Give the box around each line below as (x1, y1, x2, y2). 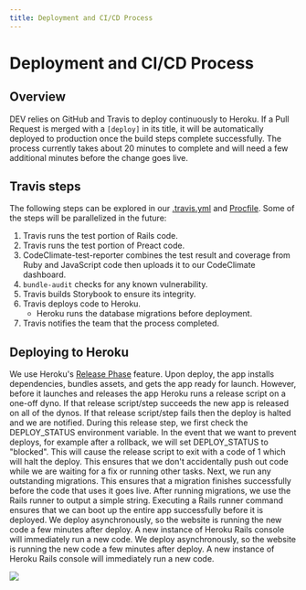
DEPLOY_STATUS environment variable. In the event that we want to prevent (9, 427, 297, 438)
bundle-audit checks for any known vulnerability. (22, 279, 208, 290)
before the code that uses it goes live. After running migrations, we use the (9, 486, 291, 497)
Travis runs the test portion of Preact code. (22, 240, 185, 252)
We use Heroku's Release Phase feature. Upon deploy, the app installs (9, 369, 275, 380)
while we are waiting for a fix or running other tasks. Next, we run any (9, 466, 271, 477)
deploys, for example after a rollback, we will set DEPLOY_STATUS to (9, 436, 269, 448)
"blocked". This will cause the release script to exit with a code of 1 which (9, 446, 286, 457)
